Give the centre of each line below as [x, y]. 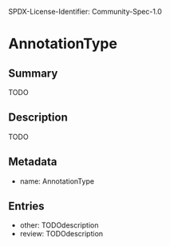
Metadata [33, 162]
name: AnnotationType [57, 181]
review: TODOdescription [61, 234]
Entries [27, 206]
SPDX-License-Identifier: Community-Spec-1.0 [85, 12]
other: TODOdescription [59, 225]
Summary [33, 73]
